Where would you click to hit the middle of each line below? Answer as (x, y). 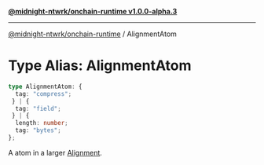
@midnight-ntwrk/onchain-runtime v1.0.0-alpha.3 (93, 11)
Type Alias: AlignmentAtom (100, 66)
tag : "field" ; (38, 108)
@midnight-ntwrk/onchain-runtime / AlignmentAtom (92, 34)
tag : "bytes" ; (38, 130)
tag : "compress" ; (44, 93)
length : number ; (42, 123)
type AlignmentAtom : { (45, 86)
